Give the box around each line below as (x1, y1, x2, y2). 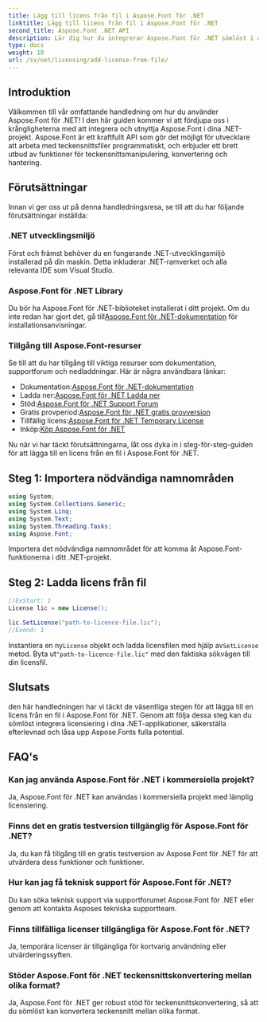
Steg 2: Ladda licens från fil (8, 576, 147, 589)
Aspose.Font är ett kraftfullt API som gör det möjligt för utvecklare (34, 132, 250, 142)
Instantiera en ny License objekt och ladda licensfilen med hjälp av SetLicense (8, 640, 259, 650)
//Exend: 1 (8, 626, 44, 634)
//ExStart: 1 (8, 597, 52, 605)
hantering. (8, 157, 42, 167)
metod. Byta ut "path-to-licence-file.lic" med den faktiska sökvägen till (8, 649, 250, 658)
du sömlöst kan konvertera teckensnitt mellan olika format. (8, 1006, 200, 1016)
